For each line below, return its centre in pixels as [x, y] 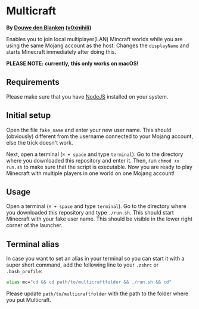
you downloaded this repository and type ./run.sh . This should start [90, 213]
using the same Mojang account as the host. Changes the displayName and [98, 45]
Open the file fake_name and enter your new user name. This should [89, 130]
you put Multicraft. [29, 300]
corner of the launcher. [34, 225]
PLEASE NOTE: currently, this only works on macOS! [72, 63]
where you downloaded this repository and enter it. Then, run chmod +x [93, 160]
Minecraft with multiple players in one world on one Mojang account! [90, 173]
